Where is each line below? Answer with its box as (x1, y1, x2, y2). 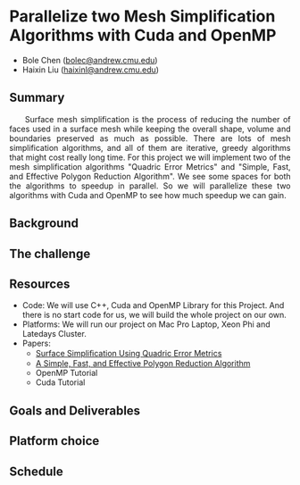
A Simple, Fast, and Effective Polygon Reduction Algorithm (35, 358, 251, 369)
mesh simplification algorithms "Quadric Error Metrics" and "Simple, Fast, (9, 161, 291, 171)
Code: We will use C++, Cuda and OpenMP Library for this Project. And (21, 300, 285, 311)
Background (9, 216, 79, 231)
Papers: (21, 338, 52, 349)
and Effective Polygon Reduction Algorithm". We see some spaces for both (9, 171, 291, 181)
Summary (9, 90, 65, 105)
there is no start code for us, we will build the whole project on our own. (21, 310, 287, 321)
